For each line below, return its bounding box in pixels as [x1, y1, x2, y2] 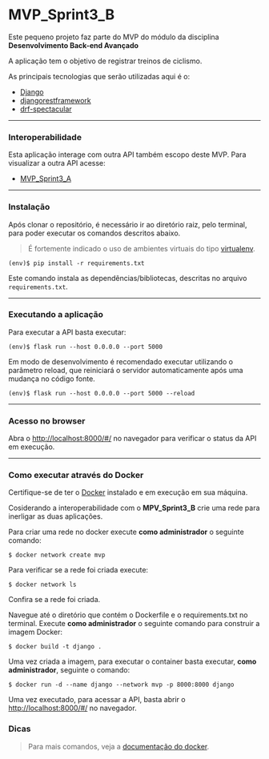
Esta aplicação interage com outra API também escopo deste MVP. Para [8, 150, 247, 159]
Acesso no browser [8, 415, 86, 426]
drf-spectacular [19, 104, 72, 114]
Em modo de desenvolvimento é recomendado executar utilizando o [8, 356, 234, 366]
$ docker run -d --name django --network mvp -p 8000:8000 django [8, 681, 235, 689]
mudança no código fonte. [8, 374, 96, 384]
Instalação [8, 202, 50, 213]
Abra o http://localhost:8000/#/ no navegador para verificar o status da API [8, 434, 257, 444]
